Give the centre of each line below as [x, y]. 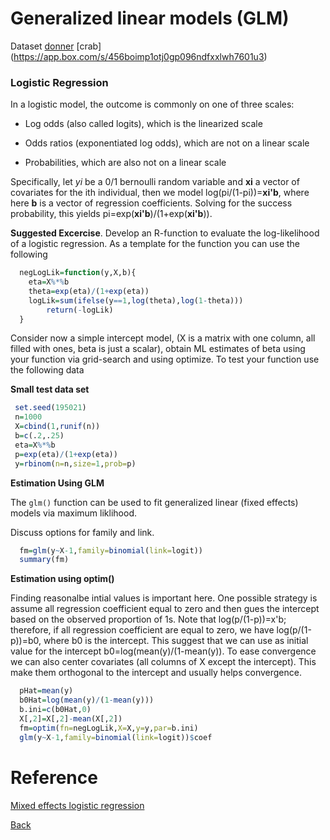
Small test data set [50, 389]
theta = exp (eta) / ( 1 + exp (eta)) [89, 291]
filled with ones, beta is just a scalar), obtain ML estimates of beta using [158, 349]
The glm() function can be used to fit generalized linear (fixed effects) [154, 502]
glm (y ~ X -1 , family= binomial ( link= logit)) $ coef [116, 737]
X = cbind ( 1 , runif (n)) [57, 427]
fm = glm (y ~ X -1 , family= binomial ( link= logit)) [111, 550]
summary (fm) [44, 560]
